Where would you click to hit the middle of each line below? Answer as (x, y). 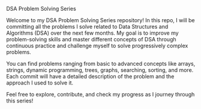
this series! (20, 101)
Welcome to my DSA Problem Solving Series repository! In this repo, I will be (100, 20)
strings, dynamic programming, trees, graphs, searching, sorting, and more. (100, 70)
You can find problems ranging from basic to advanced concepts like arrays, (101, 63)
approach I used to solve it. (40, 83)
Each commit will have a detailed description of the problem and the (90, 76)
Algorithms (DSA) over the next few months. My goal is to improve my (92, 33)
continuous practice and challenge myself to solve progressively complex (97, 46)
